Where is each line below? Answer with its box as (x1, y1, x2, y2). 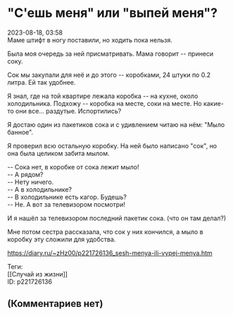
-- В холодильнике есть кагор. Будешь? (7, 193, 127, 201)
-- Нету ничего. (7, 178, 54, 186)
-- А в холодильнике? (7, 185, 73, 193)
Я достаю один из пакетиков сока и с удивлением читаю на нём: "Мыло (7, 120, 225, 128)
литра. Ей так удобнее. (7, 78, 76, 86)
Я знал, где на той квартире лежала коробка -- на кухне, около (7, 92, 199, 100)
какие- (203, 99, 224, 107)
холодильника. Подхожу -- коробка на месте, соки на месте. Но (7, 99, 202, 107)
